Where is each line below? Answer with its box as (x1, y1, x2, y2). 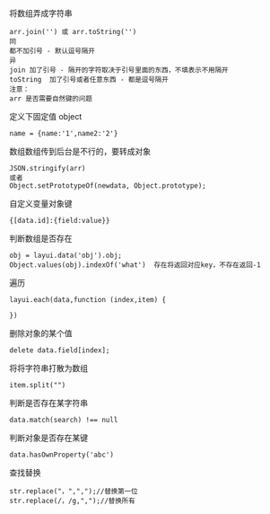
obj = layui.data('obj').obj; (9, 251, 123, 260)
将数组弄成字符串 (9, 8, 73, 18)
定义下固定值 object (9, 111, 83, 121)
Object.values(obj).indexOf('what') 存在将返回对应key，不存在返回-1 (9, 261, 262, 270)
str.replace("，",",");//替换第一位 (9, 487, 138, 496)
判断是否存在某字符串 (9, 398, 88, 408)
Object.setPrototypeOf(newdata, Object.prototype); (9, 182, 206, 191)
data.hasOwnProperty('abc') (9, 450, 115, 459)
